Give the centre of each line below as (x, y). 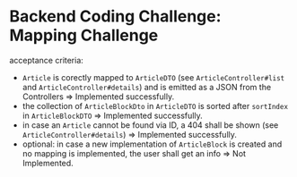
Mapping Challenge (84, 35)
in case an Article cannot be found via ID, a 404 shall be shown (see (150, 125)
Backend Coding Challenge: (115, 17)
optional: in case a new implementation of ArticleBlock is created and (152, 144)
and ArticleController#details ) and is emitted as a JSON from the (147, 87)
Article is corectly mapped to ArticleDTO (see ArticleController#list (153, 77)
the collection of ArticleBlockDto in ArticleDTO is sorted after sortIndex (155, 105)
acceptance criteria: (46, 60)
